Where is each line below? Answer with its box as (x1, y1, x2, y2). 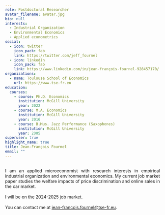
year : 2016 (18, 117, 41, 122)
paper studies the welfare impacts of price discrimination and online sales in (5, 178, 160, 184)
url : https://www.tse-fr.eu (14, 80, 71, 85)
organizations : (5, 71, 36, 76)
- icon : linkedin (9, 58, 45, 62)
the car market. (5, 183, 36, 189)
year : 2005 (18, 131, 41, 136)
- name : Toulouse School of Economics (9, 76, 89, 81)
